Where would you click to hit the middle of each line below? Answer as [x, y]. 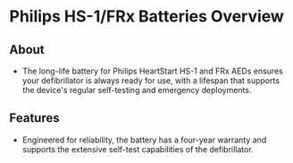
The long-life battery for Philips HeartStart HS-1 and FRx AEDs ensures [152, 71]
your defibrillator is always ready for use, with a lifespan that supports [151, 81]
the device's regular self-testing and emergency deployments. [137, 90]
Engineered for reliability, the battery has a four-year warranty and [144, 140]
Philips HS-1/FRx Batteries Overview [146, 17]
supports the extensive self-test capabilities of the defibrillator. [138, 149]
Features [34, 118]
